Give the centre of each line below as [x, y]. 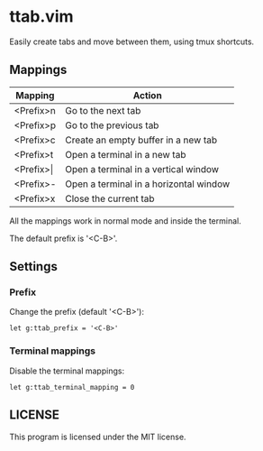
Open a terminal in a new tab [125, 154]
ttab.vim [41, 17]
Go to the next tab [103, 110]
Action [147, 95]
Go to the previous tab [112, 125]
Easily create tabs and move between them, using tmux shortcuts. [132, 41]
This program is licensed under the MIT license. [98, 437]
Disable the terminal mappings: [67, 371]
